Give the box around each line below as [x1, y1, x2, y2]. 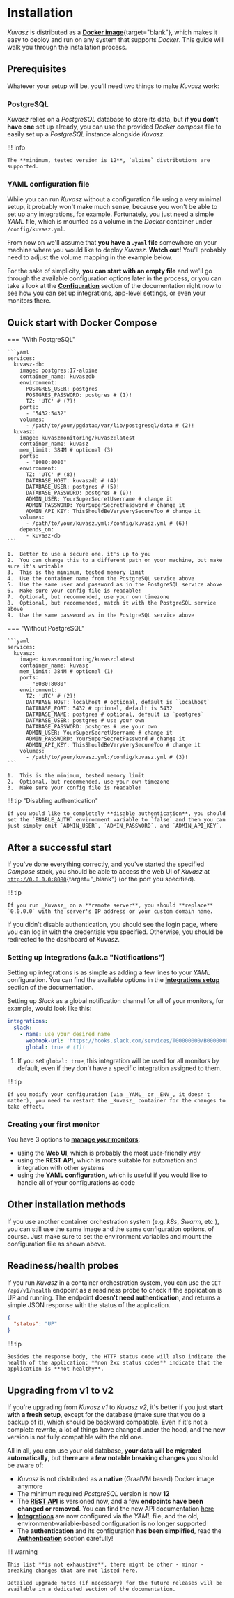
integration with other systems [17, 1163, 105, 1172]
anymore [17, 1482, 43, 1490]
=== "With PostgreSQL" [7, 336, 75, 344]
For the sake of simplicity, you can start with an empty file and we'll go [7, 267, 212, 275]
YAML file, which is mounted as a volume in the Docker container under [7, 217, 212, 226]
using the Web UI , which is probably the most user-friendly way [17, 1149, 201, 1157]
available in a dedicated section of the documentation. [7, 1585, 176, 1592]
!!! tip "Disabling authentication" [7, 797, 99, 805]
